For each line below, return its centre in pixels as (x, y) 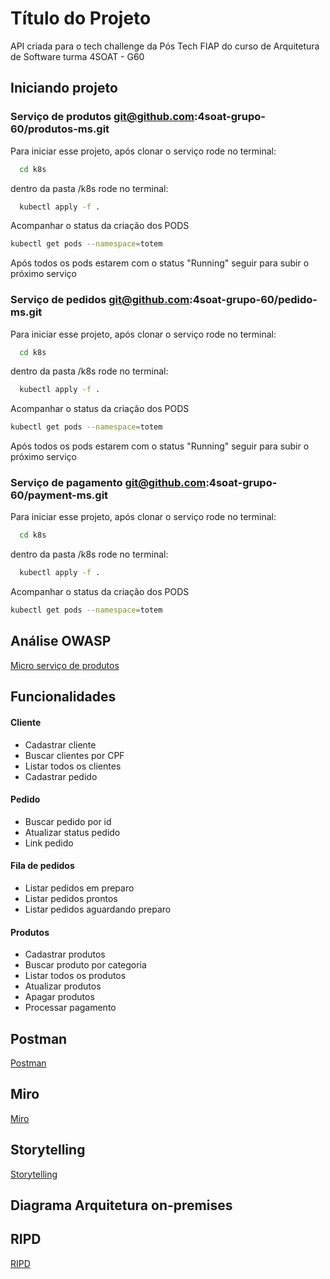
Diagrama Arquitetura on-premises (121, 1205)
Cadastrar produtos (65, 954)
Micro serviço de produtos (65, 665)
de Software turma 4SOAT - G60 (77, 56)
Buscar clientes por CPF (74, 755)
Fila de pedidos (42, 866)
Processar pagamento (70, 1008)
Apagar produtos (59, 997)
